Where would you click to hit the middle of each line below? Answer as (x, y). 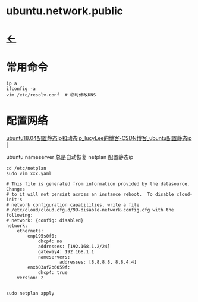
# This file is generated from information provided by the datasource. (98, 184)
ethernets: (30, 231)
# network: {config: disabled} (45, 221)
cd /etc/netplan (26, 169)
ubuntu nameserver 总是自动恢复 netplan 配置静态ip (70, 157)
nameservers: (54, 257)
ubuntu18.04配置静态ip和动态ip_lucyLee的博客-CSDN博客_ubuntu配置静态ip (99, 138)
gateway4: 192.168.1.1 (66, 252)
